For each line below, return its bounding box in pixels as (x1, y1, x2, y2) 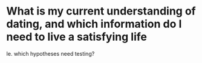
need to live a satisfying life (6, 30, 147, 44)
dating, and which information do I (6, 17, 182, 31)
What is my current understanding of (6, 4, 196, 18)
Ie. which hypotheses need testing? (6, 50, 95, 57)
